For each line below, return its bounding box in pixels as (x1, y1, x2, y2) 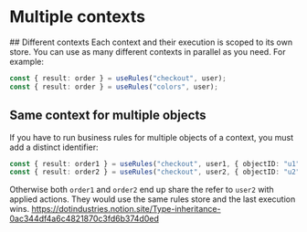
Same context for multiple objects (9, 108, 206, 123)
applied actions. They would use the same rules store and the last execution (9, 194, 296, 205)
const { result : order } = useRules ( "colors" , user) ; (9, 82, 219, 91)
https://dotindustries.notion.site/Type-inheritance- (31, 204, 221, 215)
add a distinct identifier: (9, 142, 99, 153)
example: (9, 56, 44, 67)
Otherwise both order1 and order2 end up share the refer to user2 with (9, 185, 274, 195)
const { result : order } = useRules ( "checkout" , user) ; (9, 73, 227, 83)
